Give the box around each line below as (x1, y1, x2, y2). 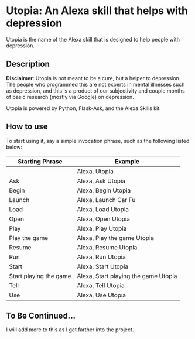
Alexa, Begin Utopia (77, 186, 131, 194)
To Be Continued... (6, 310, 76, 320)
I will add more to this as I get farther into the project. (6, 326, 134, 333)
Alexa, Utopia (77, 167, 114, 175)
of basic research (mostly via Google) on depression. (6, 93, 135, 100)
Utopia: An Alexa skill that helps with (6, 4, 189, 18)
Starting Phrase (18, 157, 63, 165)
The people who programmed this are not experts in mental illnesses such (6, 81, 185, 88)
